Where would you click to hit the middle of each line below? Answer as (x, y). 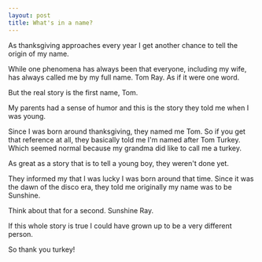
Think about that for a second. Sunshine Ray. (81, 210)
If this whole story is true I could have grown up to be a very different (120, 226)
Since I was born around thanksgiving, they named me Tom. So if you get (127, 131)
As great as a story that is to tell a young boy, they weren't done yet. (119, 163)
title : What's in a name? (50, 23)
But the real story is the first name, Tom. (73, 92)
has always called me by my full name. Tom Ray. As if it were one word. (124, 77)
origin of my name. (39, 54)
